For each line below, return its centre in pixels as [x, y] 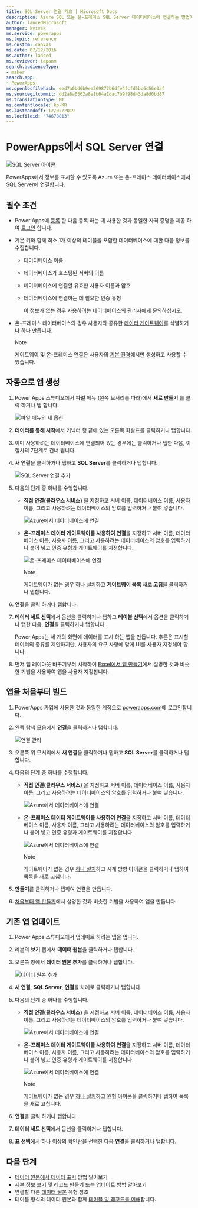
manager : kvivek [26, 28]
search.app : [21, 77]
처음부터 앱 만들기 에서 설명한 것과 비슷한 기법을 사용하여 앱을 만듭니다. [95, 901]
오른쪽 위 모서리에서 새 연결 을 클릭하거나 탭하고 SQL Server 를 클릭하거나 [99, 752]
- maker [16, 72]
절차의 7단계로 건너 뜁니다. [45, 450]
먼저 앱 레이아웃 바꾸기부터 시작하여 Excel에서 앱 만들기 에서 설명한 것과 [97, 664]
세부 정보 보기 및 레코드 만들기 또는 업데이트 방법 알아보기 [81, 1185]
